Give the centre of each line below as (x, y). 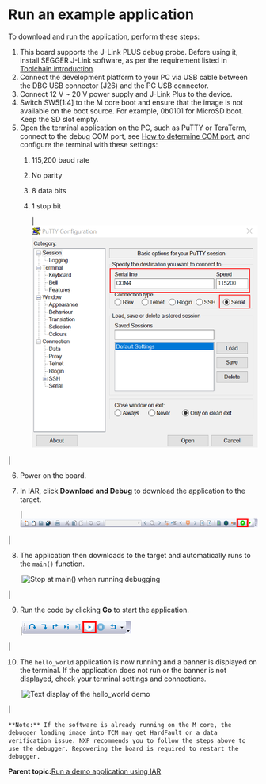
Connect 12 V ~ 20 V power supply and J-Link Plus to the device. (126, 94)
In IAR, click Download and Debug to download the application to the (132, 491)
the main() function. (52, 564)
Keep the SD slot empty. (59, 119)
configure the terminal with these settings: (89, 144)
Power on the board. (53, 476)
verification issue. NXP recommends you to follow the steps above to (127, 740)
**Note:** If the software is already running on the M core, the (120, 725)
